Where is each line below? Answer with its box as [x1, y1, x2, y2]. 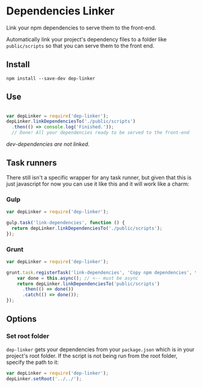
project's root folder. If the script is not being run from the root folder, [6, 352, 178, 359]
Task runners [6, 158, 57, 168]
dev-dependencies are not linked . [6, 141, 90, 148]
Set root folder [6, 332, 49, 341]
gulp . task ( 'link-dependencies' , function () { [6, 220, 125, 226]
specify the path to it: [6, 359, 59, 366]
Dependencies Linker [6, 4, 115, 18]
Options [6, 314, 37, 324]
